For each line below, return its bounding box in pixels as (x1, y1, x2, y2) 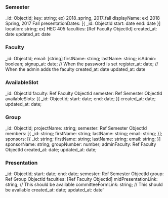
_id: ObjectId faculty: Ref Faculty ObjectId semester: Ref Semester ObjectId (5, 90, 162, 96)
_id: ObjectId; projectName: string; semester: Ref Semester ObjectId (5, 125, 147, 131)
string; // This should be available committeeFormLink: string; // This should (5, 181, 163, 188)
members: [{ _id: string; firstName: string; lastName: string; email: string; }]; (5, 131, 162, 137)
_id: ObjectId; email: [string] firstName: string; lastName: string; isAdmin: (5, 55, 156, 61)
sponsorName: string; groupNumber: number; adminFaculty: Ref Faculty (5, 141, 156, 147)
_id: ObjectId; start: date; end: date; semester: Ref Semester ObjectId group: (5, 171, 164, 177)
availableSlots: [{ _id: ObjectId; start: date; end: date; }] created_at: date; (5, 95, 156, 102)
